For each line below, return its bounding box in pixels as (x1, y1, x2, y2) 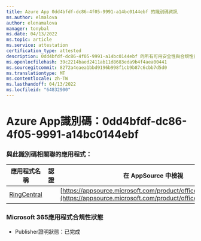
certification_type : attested (6, 48, 82, 54)
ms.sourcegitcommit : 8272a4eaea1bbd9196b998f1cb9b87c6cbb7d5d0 (6, 64, 167, 71)
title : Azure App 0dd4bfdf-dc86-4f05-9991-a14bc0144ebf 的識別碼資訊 (6, 8, 178, 15)
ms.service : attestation (6, 43, 68, 49)
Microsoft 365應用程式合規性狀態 (6, 213, 103, 222)
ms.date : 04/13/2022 (6, 31, 58, 37)
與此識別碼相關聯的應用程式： (6, 150, 93, 158)
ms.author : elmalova (6, 14, 58, 20)
